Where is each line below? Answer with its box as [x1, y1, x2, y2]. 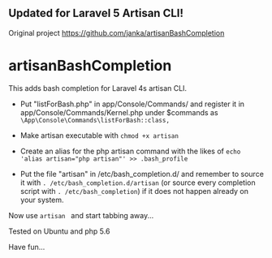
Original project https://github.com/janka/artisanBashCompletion [8, 28, 225, 37]
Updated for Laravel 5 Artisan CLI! [8, 6, 184, 20]
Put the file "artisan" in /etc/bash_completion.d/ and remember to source [19, 169, 264, 178]
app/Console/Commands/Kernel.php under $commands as [19, 107, 218, 117]
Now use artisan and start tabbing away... [8, 210, 154, 220]
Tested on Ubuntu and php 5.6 [8, 226, 110, 236]
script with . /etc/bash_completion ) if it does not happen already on [19, 186, 249, 196]
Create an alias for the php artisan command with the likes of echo [19, 146, 241, 156]
